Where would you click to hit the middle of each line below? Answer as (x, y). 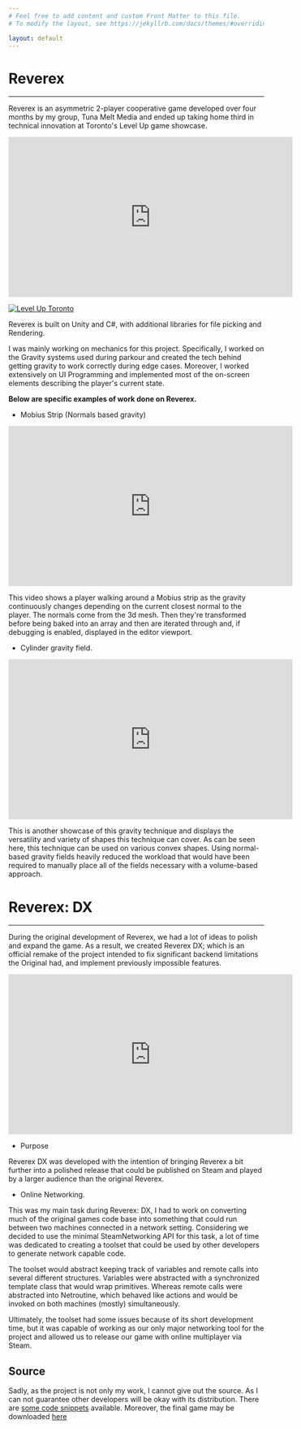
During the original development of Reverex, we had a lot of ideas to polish (133, 937)
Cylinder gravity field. (56, 648)
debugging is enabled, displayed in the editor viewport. (101, 632)
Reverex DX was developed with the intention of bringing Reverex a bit (126, 1162)
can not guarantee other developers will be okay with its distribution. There (134, 1400)
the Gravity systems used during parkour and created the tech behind (125, 358)
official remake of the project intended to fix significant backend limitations (133, 954)
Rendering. (27, 333)
